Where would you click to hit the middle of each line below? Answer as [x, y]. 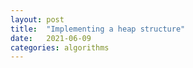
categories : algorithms [60, 47]
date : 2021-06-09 [51, 38]
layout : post [37, 19]
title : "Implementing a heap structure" [98, 29]
